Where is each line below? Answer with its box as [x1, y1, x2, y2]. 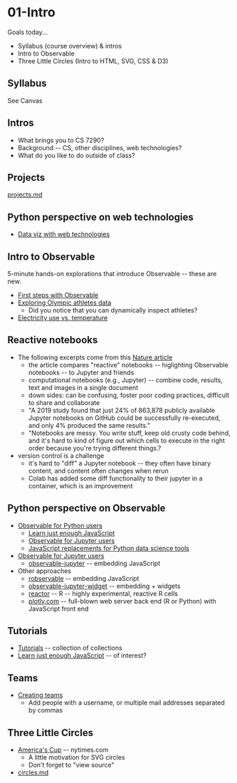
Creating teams [17, 691, 63, 700]
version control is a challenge [17, 451, 105, 460]
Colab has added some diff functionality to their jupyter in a [28, 474, 203, 483]
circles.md [17, 768, 49, 777]
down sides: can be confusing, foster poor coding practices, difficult [28, 391, 230, 399]
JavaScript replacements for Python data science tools [28, 544, 190, 552]
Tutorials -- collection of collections [17, 643, 122, 652]
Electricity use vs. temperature [17, 314, 108, 322]
